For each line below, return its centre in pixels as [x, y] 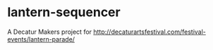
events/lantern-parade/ [41, 39]
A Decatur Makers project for [50, 32]
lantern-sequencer [64, 12]
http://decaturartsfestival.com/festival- [150, 32]
